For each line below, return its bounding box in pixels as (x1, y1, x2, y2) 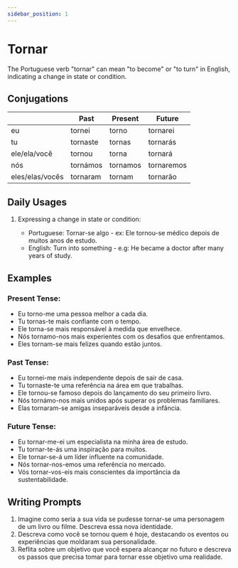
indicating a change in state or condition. (7, 72, 127, 80)
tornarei (148, 126, 175, 136)
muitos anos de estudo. (28, 236, 97, 245)
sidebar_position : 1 (7, 10, 69, 18)
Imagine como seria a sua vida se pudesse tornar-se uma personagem (17, 515, 225, 523)
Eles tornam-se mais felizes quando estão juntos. (17, 339, 162, 348)
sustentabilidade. (17, 476, 69, 484)
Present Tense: (7, 293, 61, 303)
